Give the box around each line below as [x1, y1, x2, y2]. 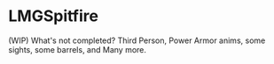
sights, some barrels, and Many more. [8, 44, 147, 54]
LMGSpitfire [8, 6, 99, 26]
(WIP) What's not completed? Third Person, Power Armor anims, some [8, 35, 266, 46]
